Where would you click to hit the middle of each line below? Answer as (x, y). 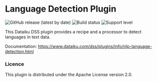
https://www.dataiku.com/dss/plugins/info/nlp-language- (95, 46)
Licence (15, 64)
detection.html (19, 51)
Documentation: (21, 46)
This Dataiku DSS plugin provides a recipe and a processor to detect (73, 32)
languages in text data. (28, 37)
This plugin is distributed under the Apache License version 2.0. (69, 75)
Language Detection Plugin (61, 9)
